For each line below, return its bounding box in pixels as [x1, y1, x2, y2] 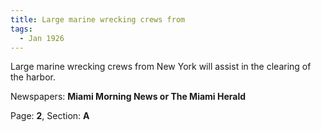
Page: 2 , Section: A [10, 110, 90, 122]
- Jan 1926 [19, 33, 65, 43]
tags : [10, 24, 33, 34]
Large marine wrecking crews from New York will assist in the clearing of [10, 61, 312, 73]
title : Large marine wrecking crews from [10, 14, 186, 25]
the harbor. [10, 71, 56, 83]
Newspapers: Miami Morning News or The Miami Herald [10, 91, 247, 103]
